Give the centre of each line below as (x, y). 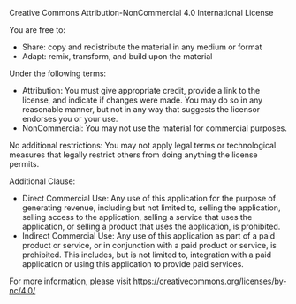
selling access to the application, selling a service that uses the (137, 217)
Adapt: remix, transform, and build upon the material (117, 56)
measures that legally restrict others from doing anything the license (133, 155)
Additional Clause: (42, 181)
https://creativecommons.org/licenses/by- (210, 281)
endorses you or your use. (70, 119)
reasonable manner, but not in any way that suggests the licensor (141, 109)
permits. (24, 164)
